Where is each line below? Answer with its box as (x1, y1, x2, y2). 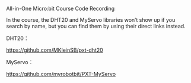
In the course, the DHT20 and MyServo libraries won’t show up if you (6, 16, 176, 23)
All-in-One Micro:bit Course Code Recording (6, 5, 115, 12)
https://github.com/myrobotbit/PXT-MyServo (6, 71, 116, 77)
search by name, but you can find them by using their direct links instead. (6, 23, 186, 29)
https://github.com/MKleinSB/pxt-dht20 (6, 47, 104, 54)
